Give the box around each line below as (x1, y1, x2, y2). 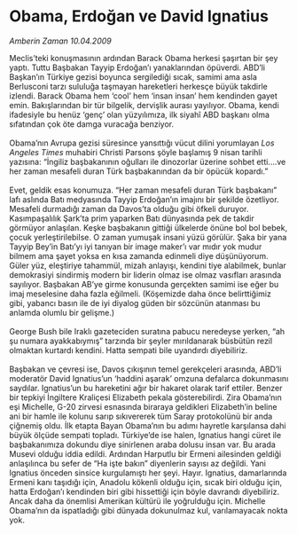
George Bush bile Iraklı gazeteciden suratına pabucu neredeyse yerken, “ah (9, 326, 285, 336)
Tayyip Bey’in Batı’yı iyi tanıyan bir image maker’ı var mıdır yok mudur (9, 241, 262, 252)
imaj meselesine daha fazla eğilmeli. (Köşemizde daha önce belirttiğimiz (9, 288, 272, 299)
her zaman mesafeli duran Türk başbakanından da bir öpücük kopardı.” (9, 166, 269, 177)
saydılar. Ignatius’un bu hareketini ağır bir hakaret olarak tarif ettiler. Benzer (9, 382, 283, 393)
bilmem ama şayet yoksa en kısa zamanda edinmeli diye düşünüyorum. (9, 250, 269, 261)
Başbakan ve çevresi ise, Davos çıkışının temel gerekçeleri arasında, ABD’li (9, 364, 282, 374)
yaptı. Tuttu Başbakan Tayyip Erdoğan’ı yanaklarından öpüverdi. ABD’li (9, 62, 266, 73)
